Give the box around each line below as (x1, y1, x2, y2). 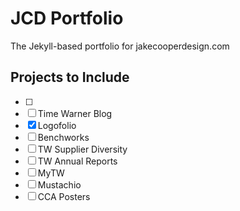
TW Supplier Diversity (37, 143, 128, 155)
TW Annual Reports (37, 155, 118, 167)
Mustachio (37, 178, 82, 191)
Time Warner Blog (37, 107, 113, 119)
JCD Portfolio (10, 7, 124, 30)
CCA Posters (37, 190, 91, 202)
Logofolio (37, 119, 77, 131)
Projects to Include (10, 69, 130, 86)
